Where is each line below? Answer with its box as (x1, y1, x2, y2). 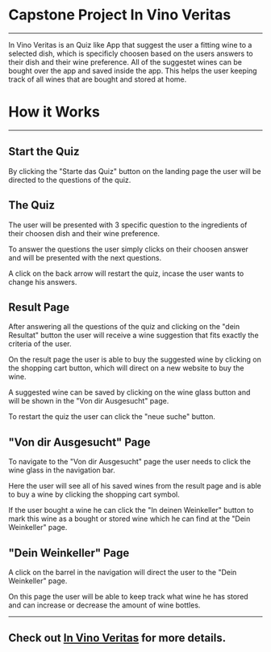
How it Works (8, 103, 101, 121)
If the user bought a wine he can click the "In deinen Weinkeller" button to (8, 506, 254, 515)
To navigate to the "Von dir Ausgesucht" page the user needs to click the (8, 457, 252, 467)
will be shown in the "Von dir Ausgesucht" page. (8, 396, 169, 406)
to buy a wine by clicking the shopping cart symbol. (8, 489, 180, 499)
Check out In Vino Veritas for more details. (8, 631, 227, 645)
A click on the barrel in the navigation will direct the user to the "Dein (8, 567, 237, 577)
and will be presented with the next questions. (8, 252, 162, 262)
